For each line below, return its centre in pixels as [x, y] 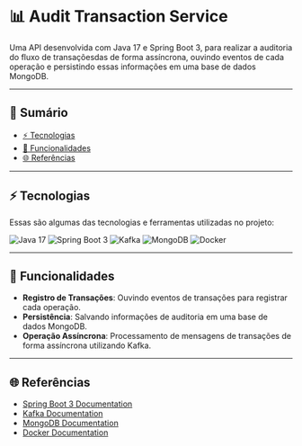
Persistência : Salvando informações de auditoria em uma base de [145, 317]
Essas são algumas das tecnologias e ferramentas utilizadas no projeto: [142, 222]
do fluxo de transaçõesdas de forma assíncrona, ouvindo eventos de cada [147, 57]
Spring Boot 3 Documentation [77, 404]
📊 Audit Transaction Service [119, 17]
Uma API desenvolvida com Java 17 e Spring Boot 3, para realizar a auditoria [151, 47]
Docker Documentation [65, 433]
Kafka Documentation [62, 414]
